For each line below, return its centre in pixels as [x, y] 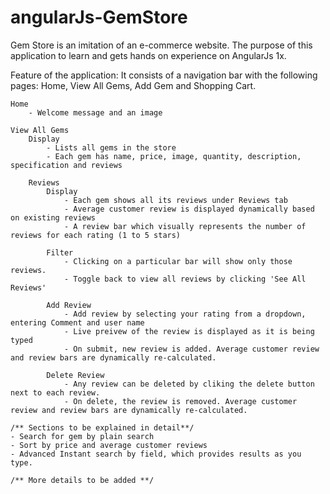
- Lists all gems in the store [111, 147]
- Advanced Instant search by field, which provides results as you [156, 454]
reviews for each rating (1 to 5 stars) [96, 235]
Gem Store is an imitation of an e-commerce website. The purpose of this [161, 45]
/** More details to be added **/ [82, 480]
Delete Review [75, 375]
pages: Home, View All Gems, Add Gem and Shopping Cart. [133, 85]
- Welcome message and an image [95, 112]
